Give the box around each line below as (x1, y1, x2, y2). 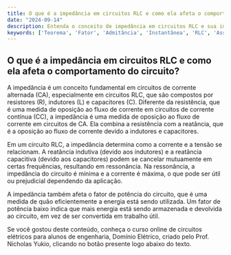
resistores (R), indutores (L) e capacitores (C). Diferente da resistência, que (7, 98, 220, 106)
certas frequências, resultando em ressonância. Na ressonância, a (7, 162, 195, 171)
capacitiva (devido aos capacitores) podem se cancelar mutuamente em (7, 155, 212, 163)
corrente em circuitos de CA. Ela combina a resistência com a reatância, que (7, 120, 223, 128)
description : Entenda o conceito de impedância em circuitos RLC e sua (7, 23, 217, 29)
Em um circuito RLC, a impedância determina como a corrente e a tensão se (7, 141, 222, 149)
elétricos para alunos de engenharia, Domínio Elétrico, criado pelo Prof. (7, 232, 210, 241)
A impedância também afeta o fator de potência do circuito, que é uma (7, 190, 208, 199)
